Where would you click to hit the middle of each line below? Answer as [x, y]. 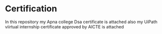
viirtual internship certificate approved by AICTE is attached [65, 26]
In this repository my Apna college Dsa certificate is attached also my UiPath [81, 22]
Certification [31, 9]
